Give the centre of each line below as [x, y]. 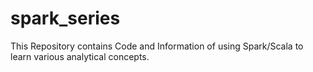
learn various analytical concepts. [80, 56]
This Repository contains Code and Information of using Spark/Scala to [157, 46]
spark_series [65, 18]
